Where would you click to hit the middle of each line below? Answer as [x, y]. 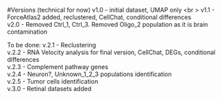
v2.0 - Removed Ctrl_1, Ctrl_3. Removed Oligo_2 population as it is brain [108, 24]
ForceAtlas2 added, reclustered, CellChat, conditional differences [99, 17]
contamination [27, 32]
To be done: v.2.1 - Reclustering [52, 45]
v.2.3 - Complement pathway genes [58, 67]
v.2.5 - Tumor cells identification [53, 81]
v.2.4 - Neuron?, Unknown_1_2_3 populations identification [89, 74]
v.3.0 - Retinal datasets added [49, 89]
